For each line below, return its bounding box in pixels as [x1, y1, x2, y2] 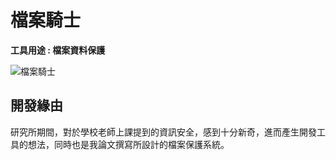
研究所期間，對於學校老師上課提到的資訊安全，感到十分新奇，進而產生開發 [10, 126, 317, 138]
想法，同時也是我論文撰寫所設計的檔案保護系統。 [27, 138, 230, 150]
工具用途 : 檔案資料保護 [10, 44, 106, 56]
